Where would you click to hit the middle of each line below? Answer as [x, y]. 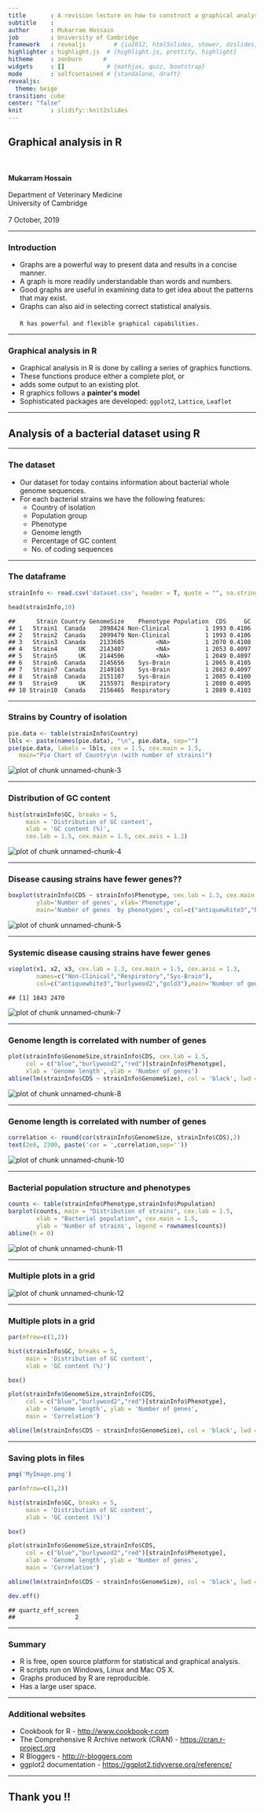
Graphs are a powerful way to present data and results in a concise [128, 265]
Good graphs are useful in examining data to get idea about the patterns [136, 290]
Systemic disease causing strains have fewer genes [109, 953]
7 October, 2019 [34, 219]
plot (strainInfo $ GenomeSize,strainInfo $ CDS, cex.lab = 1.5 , [109, 1057]
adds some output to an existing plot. [79, 385]
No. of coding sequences [72, 549]
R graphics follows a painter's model [79, 393]
